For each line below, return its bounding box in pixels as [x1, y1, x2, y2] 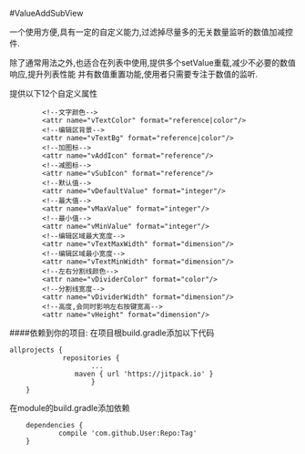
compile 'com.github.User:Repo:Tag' [57, 428, 198, 438]
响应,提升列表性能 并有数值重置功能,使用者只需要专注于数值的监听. [9, 68, 259, 79]
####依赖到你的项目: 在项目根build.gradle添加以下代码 [9, 327, 215, 338]
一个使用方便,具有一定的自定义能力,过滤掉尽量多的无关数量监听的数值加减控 [9, 26, 294, 37]
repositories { [62, 354, 120, 363]
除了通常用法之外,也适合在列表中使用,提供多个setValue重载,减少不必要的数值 [9, 57, 296, 67]
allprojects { [9, 346, 64, 355]
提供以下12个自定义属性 [9, 88, 98, 98]
